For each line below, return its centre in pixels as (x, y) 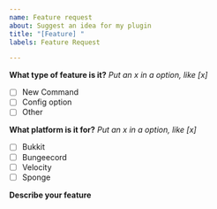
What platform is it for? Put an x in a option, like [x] (103, 130)
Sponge (36, 177)
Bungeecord (45, 157)
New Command (50, 92)
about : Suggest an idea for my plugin (80, 26)
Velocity (37, 167)
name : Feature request (51, 17)
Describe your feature (50, 195)
